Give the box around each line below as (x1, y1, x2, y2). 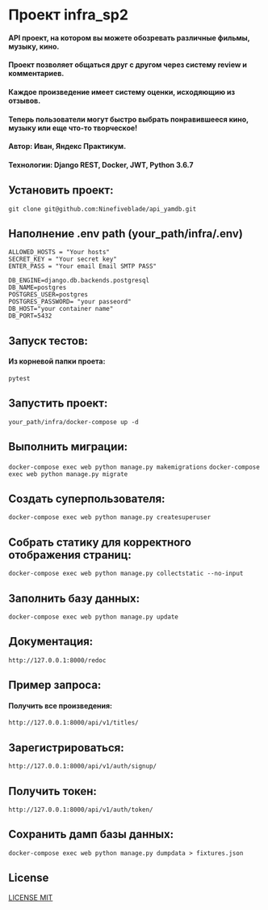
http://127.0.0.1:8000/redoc (8, 656, 107, 665)
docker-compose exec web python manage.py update (8, 613, 179, 621)
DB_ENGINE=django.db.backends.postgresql (8, 277, 150, 285)
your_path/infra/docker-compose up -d (8, 418, 139, 426)
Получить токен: (8, 784, 97, 798)
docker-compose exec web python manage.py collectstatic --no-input (8, 569, 244, 578)
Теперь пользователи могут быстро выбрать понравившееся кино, (8, 114, 249, 124)
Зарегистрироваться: (8, 741, 124, 755)
